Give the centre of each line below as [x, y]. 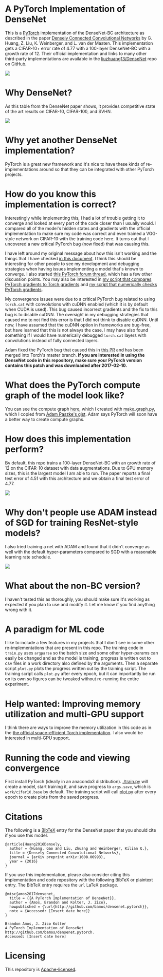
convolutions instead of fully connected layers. [52, 340]
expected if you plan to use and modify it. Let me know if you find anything [80, 604]
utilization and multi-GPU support [74, 714]
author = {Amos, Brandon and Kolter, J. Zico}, [59, 902]
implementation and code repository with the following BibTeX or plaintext [79, 880]
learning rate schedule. [28, 557]
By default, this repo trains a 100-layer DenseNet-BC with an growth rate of [80, 463]
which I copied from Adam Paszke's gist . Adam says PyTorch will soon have [81, 414]
